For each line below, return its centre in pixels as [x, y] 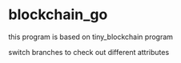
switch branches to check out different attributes [89, 52]
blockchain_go [58, 15]
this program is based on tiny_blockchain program [91, 37]
